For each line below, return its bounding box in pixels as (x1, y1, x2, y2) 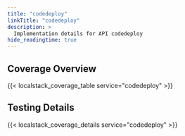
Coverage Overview (7, 63, 97, 75)
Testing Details (7, 101, 75, 113)
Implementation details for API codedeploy (13, 30, 143, 37)
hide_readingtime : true (7, 37, 77, 44)
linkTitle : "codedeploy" (7, 17, 80, 24)
